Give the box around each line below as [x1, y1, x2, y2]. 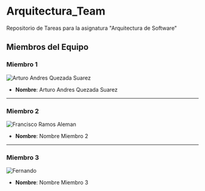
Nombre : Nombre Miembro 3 [15, 179, 88, 186]
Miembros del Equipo [6, 42, 89, 52]
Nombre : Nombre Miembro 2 [15, 132, 88, 139]
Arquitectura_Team [6, 4, 106, 18]
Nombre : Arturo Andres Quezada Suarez [15, 86, 118, 93]
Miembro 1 [6, 60, 38, 69]
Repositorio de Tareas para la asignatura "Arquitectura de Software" [6, 24, 178, 32]
